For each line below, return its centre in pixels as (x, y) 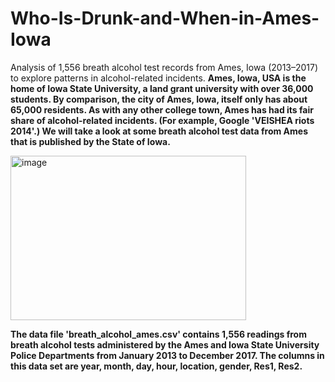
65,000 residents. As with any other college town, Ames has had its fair (162, 109)
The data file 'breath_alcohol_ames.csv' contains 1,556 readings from (158, 334)
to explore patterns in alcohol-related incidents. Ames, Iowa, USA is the (158, 78)
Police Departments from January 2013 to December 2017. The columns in (167, 355)
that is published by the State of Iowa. (90, 141)
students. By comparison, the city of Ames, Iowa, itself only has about (159, 99)
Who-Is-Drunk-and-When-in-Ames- (165, 18)
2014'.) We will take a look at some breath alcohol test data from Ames (159, 131)
